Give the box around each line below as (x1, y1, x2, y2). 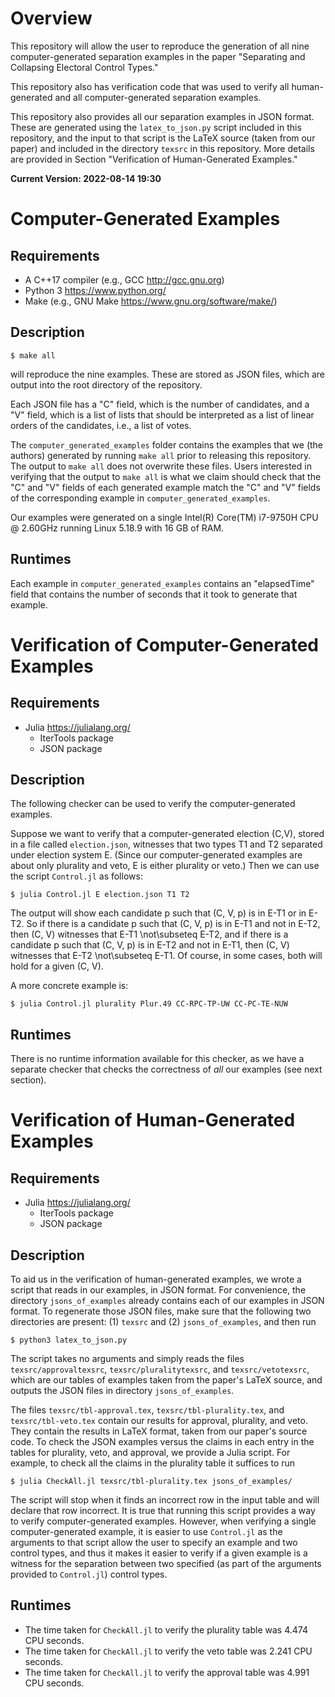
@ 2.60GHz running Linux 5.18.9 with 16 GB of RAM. (10, 522, 225, 534)
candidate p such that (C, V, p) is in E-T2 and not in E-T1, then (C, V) (10, 939, 290, 951)
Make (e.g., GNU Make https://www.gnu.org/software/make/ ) (24, 295, 278, 307)
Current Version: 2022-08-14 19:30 (10, 172, 162, 184)
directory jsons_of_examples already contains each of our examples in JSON (10, 1295, 325, 1306)
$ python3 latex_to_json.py (10, 1335, 128, 1345)
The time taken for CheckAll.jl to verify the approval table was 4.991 (24, 1666, 310, 1678)
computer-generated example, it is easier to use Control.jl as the (10, 1526, 283, 1537)
